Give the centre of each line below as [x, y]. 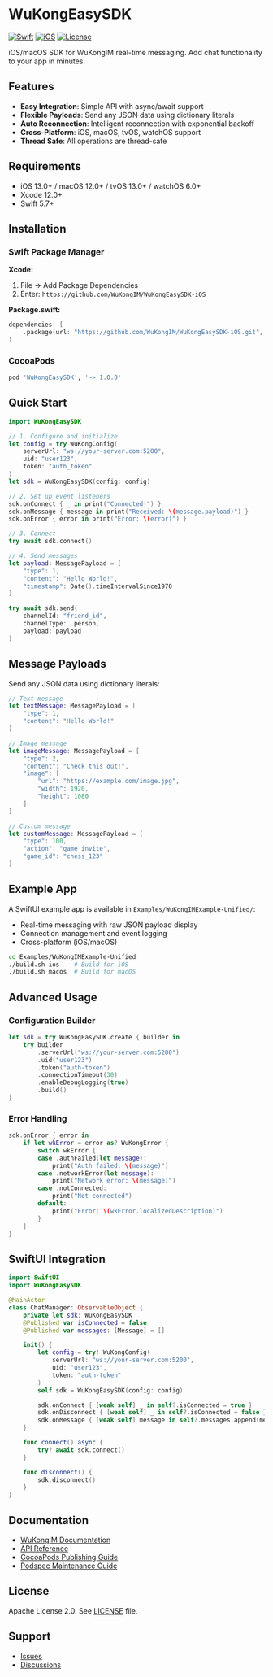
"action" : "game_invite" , [67, 849]
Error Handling [38, 1118]
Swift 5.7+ [37, 203]
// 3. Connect [32, 534]
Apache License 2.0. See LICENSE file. [73, 1610]
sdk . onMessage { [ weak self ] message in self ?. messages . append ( [149, 1420]
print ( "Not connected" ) [92, 1196]
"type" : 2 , [41, 758]
